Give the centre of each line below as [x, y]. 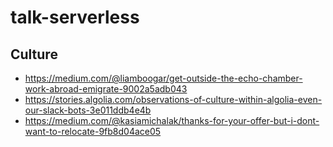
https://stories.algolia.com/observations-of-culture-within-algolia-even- [173, 99]
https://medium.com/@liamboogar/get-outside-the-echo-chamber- [163, 78]
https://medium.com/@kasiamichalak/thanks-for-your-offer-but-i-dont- [172, 120]
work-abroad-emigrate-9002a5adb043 [106, 89]
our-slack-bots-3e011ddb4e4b [88, 110]
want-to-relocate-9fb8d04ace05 [93, 131]
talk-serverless [75, 17]
